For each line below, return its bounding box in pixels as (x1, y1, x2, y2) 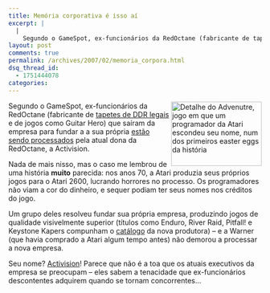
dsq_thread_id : (8, 64, 59, 72)
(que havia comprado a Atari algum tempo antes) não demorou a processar (8, 234, 258, 244)
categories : (8, 79, 48, 87)
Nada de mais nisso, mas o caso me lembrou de (8, 159, 167, 169)
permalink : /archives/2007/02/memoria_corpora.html (8, 57, 185, 65)
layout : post (8, 42, 52, 50)
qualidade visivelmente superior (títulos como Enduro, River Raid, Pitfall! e (8, 218, 253, 227)
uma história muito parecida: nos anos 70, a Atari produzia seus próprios (8, 168, 250, 177)
